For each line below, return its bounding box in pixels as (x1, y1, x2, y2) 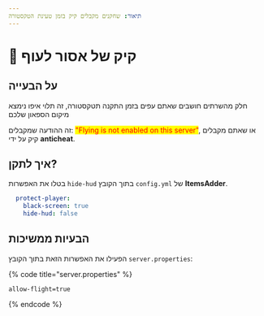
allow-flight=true (8, 285, 71, 293)
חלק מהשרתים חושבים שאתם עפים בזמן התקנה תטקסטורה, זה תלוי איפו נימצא (8, 101, 248, 110)
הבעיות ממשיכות (8, 232, 90, 246)
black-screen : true (23, 202, 89, 210)
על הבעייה (8, 79, 58, 93)
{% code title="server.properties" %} (8, 269, 132, 279)
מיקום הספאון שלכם (8, 109, 70, 119)
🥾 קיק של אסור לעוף (8, 46, 137, 65)
